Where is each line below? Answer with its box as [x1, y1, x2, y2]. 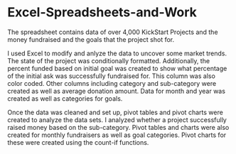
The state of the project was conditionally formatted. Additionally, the [7, 56, 210, 65]
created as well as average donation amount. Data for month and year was [7, 87, 226, 95]
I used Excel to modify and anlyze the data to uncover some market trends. [7, 49, 227, 57]
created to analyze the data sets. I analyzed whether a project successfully [7, 115, 227, 124]
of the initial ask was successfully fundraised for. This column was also [7, 72, 215, 80]
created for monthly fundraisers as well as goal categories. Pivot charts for [7, 131, 227, 139]
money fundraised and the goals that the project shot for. [7, 35, 175, 43]
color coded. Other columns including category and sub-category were [7, 79, 217, 87]
